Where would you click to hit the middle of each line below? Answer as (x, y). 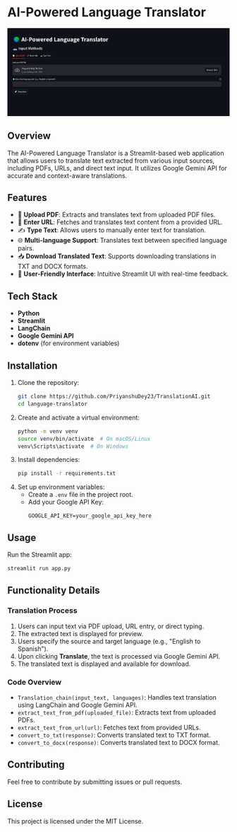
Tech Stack (32, 296)
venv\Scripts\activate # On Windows (73, 446)
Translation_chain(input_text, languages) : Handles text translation (117, 697)
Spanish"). (33, 649)
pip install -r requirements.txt (67, 474)
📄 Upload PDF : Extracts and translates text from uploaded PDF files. (116, 215)
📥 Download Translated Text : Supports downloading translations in (117, 256)
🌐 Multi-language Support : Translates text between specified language (122, 241)
